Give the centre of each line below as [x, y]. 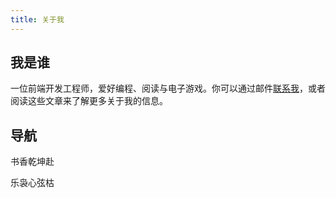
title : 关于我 [37, 19]
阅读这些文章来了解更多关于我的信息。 [89, 101]
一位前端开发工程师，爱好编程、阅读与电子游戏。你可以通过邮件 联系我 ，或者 [168, 88]
